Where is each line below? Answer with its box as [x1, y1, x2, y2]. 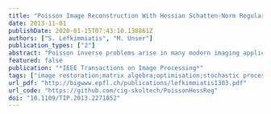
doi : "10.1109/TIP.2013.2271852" [8, 94, 121, 102]
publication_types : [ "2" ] [8, 42, 95, 50]
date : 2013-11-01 [8, 19, 67, 27]
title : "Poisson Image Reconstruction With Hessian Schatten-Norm [8, 11, 236, 20]
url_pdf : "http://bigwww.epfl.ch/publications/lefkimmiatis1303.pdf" [8, 79, 248, 87]
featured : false [8, 57, 63, 65]
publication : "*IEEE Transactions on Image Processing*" [8, 64, 204, 72]
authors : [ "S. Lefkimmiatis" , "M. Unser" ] [8, 34, 153, 43]
